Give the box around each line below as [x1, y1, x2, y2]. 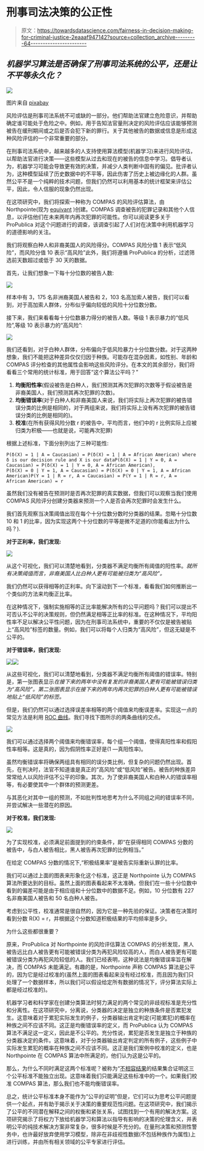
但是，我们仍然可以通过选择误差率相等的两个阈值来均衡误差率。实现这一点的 [6, 706, 197, 713]
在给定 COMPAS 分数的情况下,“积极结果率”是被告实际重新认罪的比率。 [6, 859, 182, 866]
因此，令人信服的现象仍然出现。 [16, 185, 97, 193]
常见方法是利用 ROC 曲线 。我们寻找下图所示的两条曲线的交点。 [6, 713, 164, 721]
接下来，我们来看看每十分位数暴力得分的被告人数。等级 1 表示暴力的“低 [6, 314, 183, 321]
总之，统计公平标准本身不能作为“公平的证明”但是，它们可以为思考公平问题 [6, 1092, 192, 1100]
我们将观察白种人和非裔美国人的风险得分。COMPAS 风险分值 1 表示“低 [6, 241, 182, 248]
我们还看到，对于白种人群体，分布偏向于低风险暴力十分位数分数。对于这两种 [6, 346, 197, 353]
